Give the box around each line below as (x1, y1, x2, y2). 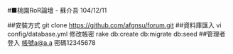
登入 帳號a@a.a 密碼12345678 (7, 39, 96, 47)
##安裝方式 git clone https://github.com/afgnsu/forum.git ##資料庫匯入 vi (7, 21, 222, 29)
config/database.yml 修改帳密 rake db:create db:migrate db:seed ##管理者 (7, 30, 226, 38)
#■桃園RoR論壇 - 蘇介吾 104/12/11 (7, 6, 107, 14)
